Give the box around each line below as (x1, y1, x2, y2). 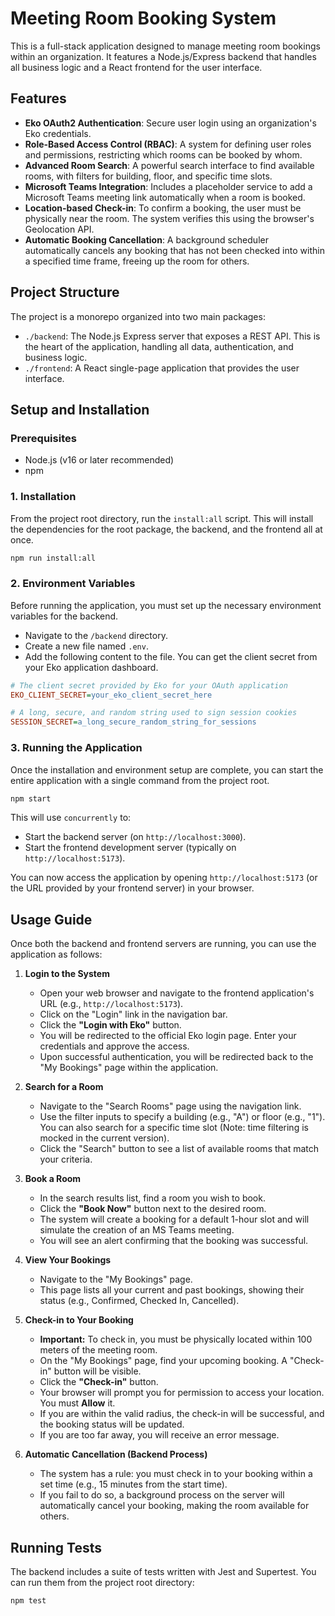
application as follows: (10, 948, 103, 961)
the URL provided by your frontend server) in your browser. (10, 882, 255, 894)
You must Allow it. (39, 1397, 116, 1409)
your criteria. (39, 1153, 93, 1166)
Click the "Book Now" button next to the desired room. (39, 1203, 267, 1215)
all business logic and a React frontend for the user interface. (10, 61, 263, 73)
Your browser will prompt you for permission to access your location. (39, 1387, 325, 1399)
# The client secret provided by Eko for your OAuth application (10, 680, 288, 691)
